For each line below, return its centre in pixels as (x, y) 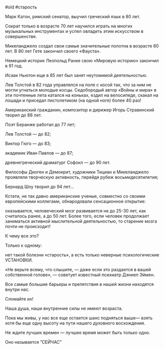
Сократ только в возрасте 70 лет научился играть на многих (69, 26)
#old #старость (21, 7)
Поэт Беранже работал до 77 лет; (40, 125)
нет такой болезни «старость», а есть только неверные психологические (82, 255)
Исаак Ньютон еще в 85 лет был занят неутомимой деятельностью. (76, 75)
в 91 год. (14, 66)
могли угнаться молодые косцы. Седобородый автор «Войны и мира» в (81, 90)
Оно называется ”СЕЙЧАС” (34, 342)
